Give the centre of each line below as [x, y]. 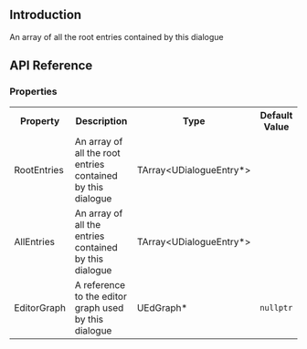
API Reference [51, 66]
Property [40, 120]
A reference [100, 284]
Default [276, 115]
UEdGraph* [162, 307]
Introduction [46, 15]
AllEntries [34, 241]
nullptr [276, 308]
